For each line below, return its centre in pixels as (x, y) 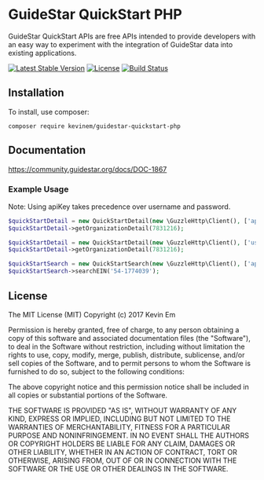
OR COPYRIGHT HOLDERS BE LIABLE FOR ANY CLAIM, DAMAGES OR (122, 443)
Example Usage (38, 189)
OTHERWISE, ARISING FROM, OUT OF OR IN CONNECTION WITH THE (123, 460)
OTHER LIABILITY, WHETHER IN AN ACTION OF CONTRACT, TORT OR (123, 452)
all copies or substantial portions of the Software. (88, 395)
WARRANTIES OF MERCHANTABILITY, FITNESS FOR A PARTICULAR (119, 427)
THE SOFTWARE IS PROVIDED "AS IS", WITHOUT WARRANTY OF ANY (123, 410)
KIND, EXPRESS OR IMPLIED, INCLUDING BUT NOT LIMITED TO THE (119, 419)
